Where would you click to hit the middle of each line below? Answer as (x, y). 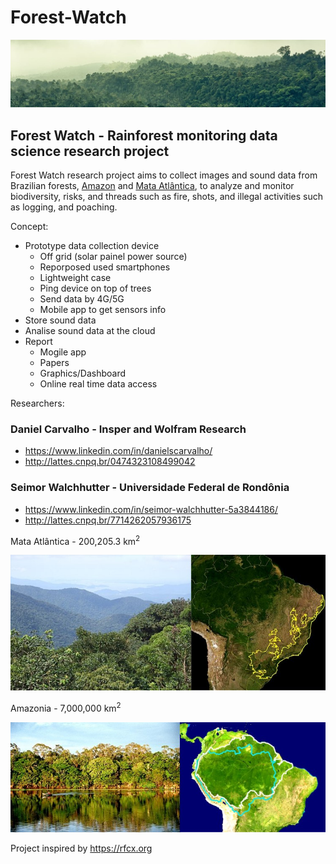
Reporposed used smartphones (105, 267)
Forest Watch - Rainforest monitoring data (144, 135)
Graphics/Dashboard (83, 373)
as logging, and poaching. (64, 207)
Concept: (29, 227)
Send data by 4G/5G (82, 299)
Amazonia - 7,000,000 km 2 (66, 707)
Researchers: (37, 403)
